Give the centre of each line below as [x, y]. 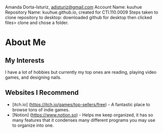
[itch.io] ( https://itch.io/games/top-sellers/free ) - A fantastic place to [81, 104]
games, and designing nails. [33, 77]
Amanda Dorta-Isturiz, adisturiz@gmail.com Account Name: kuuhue [74, 7]
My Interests [25, 60]
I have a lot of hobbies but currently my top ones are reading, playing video [81, 72]
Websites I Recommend [42, 93]
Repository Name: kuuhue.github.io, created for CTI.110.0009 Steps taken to [81, 12]
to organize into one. [33, 125]
